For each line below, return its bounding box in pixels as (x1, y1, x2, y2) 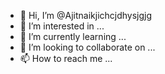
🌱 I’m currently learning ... (19, 31, 127, 42)
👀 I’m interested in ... (19, 20, 105, 32)
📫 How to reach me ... (19, 53, 113, 64)
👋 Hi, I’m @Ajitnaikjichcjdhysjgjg (19, 10, 153, 21)
